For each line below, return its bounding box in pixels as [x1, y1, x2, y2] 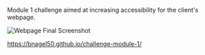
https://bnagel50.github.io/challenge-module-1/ [7, 40, 142, 47]
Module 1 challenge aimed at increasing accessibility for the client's [7, 6, 199, 14]
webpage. [7, 13, 36, 21]
